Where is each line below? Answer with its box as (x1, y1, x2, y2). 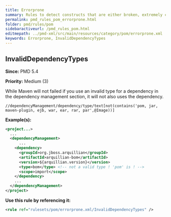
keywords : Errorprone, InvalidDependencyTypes (5, 36, 106, 41)
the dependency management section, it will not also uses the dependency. (5, 93, 164, 99)
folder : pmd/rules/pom (5, 21, 53, 27)
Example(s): (5, 117, 32, 123)
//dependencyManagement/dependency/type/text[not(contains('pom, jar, (5, 103, 158, 108)
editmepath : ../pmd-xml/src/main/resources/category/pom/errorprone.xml (5, 31, 163, 36)
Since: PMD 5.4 (5, 68, 39, 74)
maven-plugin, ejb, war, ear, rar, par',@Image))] (5, 107, 115, 113)
